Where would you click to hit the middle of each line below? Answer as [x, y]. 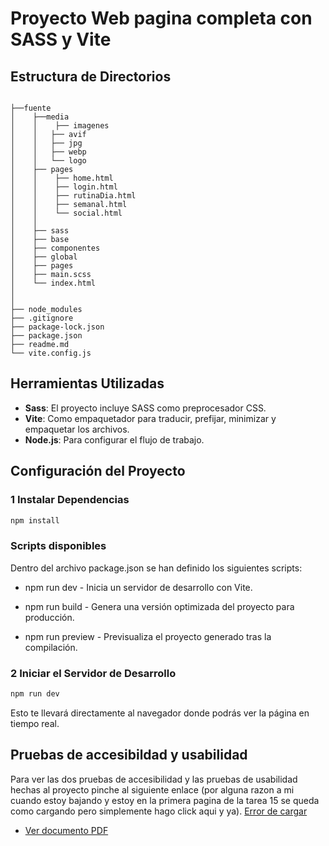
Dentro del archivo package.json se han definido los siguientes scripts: [156, 568]
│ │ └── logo [48, 161]
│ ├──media [40, 117]
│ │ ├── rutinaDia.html [73, 196]
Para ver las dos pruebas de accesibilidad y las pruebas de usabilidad [154, 779]
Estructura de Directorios [91, 76]
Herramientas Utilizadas [87, 383]
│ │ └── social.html [66, 213]
